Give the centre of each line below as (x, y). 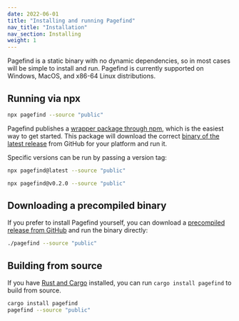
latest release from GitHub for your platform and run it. (87, 143)
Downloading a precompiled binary (87, 205)
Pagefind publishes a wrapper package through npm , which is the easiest (116, 128)
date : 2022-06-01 (33, 14)
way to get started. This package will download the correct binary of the (113, 136)
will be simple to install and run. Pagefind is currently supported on (106, 68)
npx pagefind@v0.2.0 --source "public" (67, 183)
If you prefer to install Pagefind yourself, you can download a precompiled (116, 223)
